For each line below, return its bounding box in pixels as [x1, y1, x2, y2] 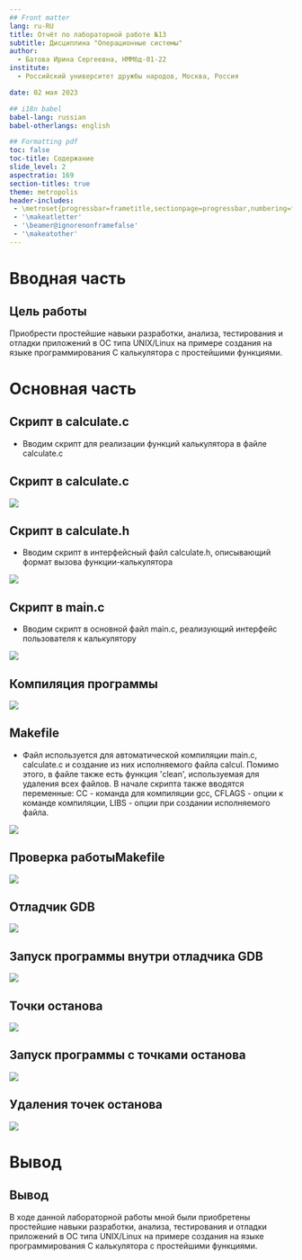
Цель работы [9, 304, 87, 320]
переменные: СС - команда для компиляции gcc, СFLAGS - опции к [22, 787, 284, 798]
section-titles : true [9, 179, 91, 188]
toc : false [9, 146, 50, 155]
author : [9, 47, 39, 56]
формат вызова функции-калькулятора [22, 557, 173, 567]
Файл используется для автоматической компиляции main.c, [22, 749, 258, 760]
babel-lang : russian [9, 113, 87, 122]
